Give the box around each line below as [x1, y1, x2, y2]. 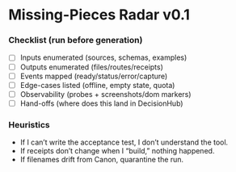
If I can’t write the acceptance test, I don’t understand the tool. [19, 137, 229, 147]
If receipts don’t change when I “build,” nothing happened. [19, 146, 215, 156]
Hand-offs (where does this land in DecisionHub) [19, 99, 183, 108]
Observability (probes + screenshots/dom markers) [19, 89, 192, 99]
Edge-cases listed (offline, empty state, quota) [19, 80, 175, 90]
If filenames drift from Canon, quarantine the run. [19, 155, 184, 165]
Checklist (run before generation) [8, 35, 143, 46]
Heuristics [8, 119, 50, 130]
